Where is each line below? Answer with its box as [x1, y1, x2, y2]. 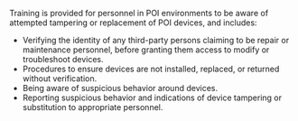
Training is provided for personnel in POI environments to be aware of [9, 8, 269, 18]
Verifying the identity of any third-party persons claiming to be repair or [22, 35, 290, 45]
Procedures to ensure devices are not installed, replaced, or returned [22, 63, 280, 74]
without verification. [22, 73, 98, 84]
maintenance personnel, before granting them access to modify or [22, 44, 270, 55]
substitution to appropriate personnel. [22, 102, 163, 112]
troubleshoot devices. [22, 54, 104, 64]
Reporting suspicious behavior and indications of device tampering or [22, 92, 283, 103]
